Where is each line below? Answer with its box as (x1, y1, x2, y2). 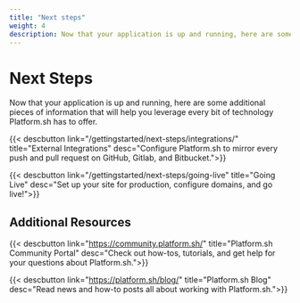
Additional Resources (9, 215, 131, 230)
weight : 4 (9, 21, 46, 30)
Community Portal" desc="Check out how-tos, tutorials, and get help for (9, 248, 276, 258)
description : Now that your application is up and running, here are (9, 29, 274, 38)
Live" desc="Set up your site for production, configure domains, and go (9, 179, 273, 190)
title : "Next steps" (9, 12, 87, 22)
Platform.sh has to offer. (9, 117, 98, 127)
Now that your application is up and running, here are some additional (9, 97, 266, 108)
